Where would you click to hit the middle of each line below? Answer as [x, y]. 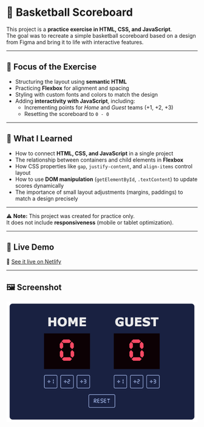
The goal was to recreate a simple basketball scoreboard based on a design [101, 35]
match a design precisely [46, 198]
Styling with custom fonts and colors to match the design [87, 94]
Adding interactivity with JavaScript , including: [75, 101]
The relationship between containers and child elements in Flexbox [99, 160]
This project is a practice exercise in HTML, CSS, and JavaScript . [89, 29]
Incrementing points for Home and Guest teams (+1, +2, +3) [99, 107]
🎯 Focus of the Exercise [52, 67]
